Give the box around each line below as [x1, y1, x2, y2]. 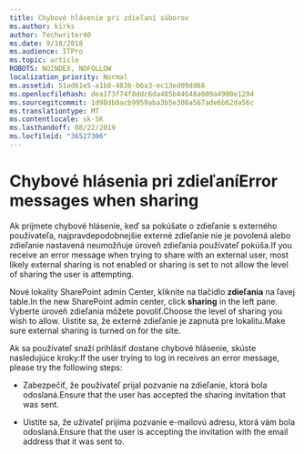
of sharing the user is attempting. [9, 268, 135, 279]
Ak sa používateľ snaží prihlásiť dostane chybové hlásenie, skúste [9, 342, 257, 353]
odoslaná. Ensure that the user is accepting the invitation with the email [22, 426, 289, 437]
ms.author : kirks [9, 22, 76, 31]
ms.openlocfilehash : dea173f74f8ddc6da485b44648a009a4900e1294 [9, 89, 255, 98]
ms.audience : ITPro [9, 47, 84, 56]
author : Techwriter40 [9, 30, 92, 39]
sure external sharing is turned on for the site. [9, 325, 181, 336]
